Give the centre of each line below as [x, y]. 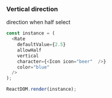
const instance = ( [31, 33]
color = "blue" [33, 67]
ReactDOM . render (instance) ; [42, 90]
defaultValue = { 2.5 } [42, 45]
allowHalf [30, 50]
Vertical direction [32, 9]
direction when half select [39, 22]
